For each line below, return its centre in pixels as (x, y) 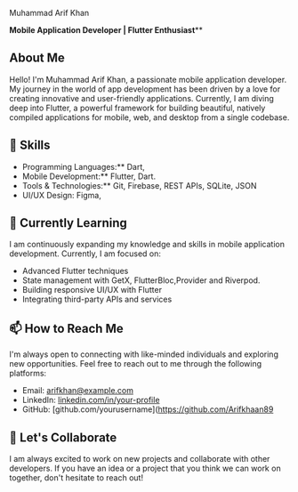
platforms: (28, 374)
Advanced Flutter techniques (75, 271)
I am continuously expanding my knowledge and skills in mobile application (147, 245)
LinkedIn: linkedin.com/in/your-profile (91, 400)
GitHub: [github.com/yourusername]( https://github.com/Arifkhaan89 (148, 409)
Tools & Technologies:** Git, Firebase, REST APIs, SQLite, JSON (139, 185)
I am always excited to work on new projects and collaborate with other (140, 459)
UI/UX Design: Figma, (62, 195)
